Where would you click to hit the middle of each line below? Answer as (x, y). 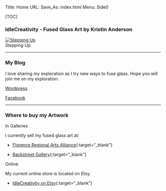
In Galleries (17, 126)
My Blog (15, 63)
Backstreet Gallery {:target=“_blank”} (49, 154)
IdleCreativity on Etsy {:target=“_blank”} (52, 183)
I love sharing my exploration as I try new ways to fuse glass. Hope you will (82, 73)
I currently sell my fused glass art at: (42, 135)
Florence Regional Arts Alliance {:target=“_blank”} (62, 145)
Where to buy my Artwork (37, 115)
